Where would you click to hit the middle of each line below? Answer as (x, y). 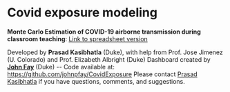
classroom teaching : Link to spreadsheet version (78, 38)
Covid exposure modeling (82, 13)
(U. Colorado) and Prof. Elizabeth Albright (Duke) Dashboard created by (109, 59)
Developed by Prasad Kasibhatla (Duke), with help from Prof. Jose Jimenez (115, 52)
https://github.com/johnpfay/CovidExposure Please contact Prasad (103, 74)
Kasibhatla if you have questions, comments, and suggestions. (96, 81)
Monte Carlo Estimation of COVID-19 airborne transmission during (104, 32)
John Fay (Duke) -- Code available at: (61, 67)
